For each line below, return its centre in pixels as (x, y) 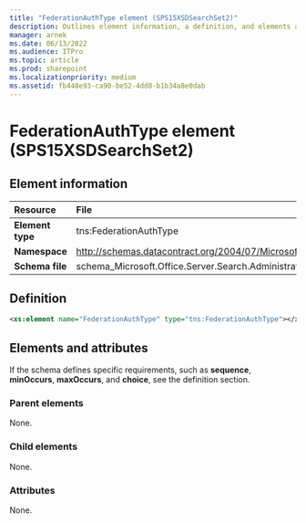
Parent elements (46, 403)
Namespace (41, 251)
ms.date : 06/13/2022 (49, 43)
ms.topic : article (44, 60)
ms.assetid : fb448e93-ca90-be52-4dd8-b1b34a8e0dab (107, 86)
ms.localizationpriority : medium (73, 78)
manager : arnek (38, 35)
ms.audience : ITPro (46, 52)
